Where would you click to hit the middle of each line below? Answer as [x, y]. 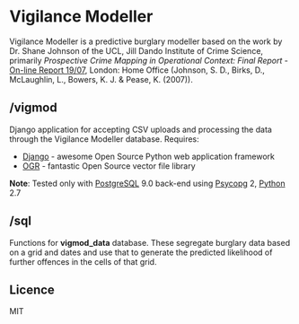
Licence [32, 289]
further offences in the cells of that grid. [83, 261]
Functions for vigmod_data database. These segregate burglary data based [149, 242]
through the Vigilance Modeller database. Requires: [104, 139]
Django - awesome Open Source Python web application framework [149, 156]
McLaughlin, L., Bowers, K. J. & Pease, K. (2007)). [101, 79]
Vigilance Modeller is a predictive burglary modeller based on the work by [146, 41]
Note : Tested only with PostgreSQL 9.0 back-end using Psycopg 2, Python [147, 183]
